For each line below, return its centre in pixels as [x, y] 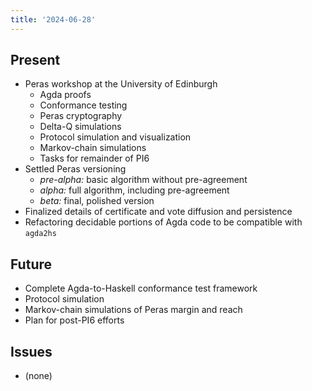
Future [31, 264]
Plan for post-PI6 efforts [74, 320]
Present [35, 60]
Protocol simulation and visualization [115, 137]
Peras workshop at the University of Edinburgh [121, 84]
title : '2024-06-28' [53, 19]
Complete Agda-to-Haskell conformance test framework [141, 288]
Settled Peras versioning [75, 169]
